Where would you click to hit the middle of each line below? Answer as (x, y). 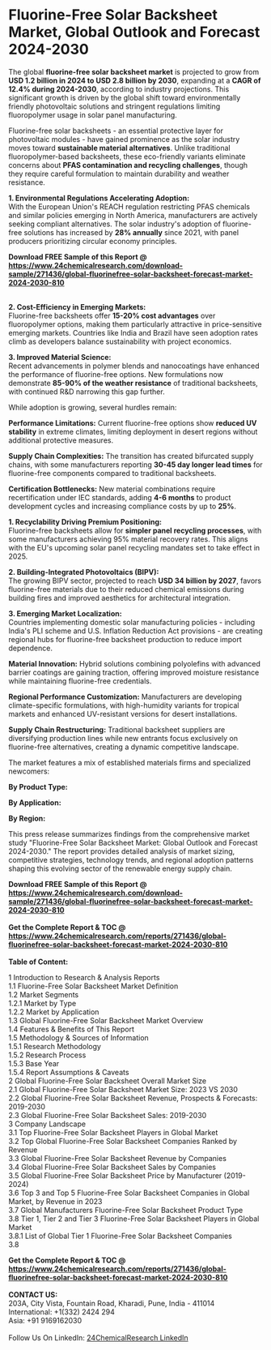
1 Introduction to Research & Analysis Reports (84, 977)
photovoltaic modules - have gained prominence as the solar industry (124, 139)
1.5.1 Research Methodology (55, 1046)
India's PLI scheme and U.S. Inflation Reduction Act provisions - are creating (135, 631)
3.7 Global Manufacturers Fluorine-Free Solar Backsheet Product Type (126, 1210)
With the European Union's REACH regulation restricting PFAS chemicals (129, 206)
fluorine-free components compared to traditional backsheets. (112, 473)
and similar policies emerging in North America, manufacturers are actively (133, 215)
